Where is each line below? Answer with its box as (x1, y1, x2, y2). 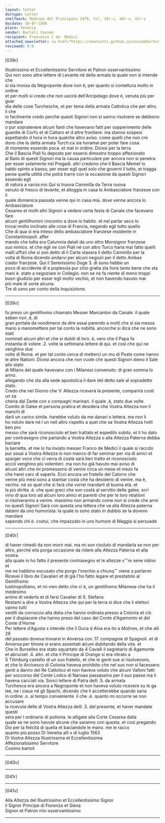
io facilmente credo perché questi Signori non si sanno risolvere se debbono (5, 113, 160, 119)
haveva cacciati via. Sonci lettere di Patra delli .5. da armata (5, 677, 126, 683)
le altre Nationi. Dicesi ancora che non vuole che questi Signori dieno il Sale (5, 357, 158, 362)
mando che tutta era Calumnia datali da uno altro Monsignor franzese (5, 239, 146, 245)
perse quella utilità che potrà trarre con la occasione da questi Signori (5, 171, 146, 177)
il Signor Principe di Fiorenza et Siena (5, 802, 81, 808)
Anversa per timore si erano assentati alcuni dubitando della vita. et (5, 641, 141, 647)
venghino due (5, 346, 33, 352)
